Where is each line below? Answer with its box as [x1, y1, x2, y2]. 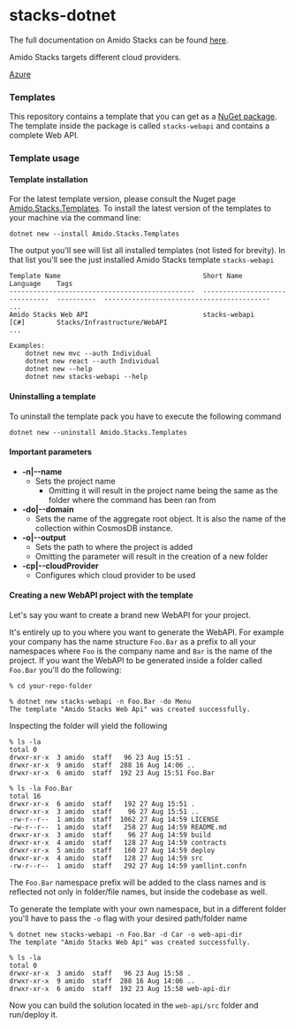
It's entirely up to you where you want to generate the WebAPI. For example [9, 626, 284, 638]
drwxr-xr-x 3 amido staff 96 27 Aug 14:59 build [9, 830, 212, 839]
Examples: [9, 342, 46, 351]
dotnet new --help [25, 365, 93, 374]
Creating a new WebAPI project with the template [9, 590, 194, 600]
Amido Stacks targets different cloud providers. [9, 51, 182, 62]
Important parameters [9, 446, 93, 457]
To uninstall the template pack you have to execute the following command [9, 411, 282, 422]
